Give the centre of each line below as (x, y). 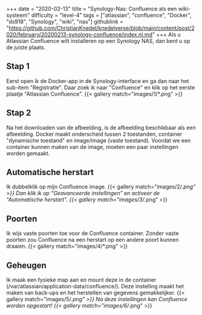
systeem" (18, 15)
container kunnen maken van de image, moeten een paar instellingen (92, 147)
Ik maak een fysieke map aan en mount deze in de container (81, 280)
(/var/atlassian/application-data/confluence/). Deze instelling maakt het (95, 287)
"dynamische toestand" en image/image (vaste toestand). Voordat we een (99, 140)
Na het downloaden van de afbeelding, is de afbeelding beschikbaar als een (101, 127)
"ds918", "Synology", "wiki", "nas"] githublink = (65, 22)
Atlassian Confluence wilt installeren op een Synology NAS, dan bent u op (98, 41)
